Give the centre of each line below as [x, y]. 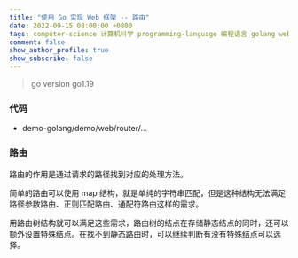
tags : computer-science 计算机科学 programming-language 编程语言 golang [142, 34]
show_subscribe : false [51, 59]
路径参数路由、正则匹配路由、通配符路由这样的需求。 [106, 204]
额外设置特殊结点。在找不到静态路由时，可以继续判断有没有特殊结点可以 [141, 234]
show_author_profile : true [59, 51]
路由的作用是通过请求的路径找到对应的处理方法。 [98, 174]
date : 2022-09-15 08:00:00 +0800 [71, 26]
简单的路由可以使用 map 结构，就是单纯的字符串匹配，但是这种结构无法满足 [148, 192]
